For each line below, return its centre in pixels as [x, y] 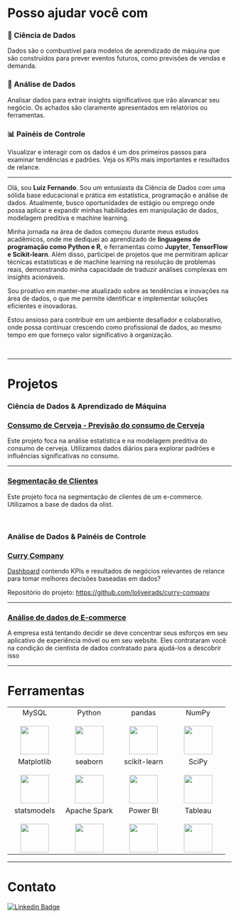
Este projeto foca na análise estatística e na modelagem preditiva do [107, 441]
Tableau [198, 811]
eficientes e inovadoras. [43, 306]
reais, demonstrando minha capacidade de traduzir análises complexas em [117, 270]
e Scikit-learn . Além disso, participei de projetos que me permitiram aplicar [118, 255]
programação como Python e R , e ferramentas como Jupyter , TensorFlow [118, 247]
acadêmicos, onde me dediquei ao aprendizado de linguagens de [104, 239]
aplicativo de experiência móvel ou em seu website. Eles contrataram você [117, 640]
